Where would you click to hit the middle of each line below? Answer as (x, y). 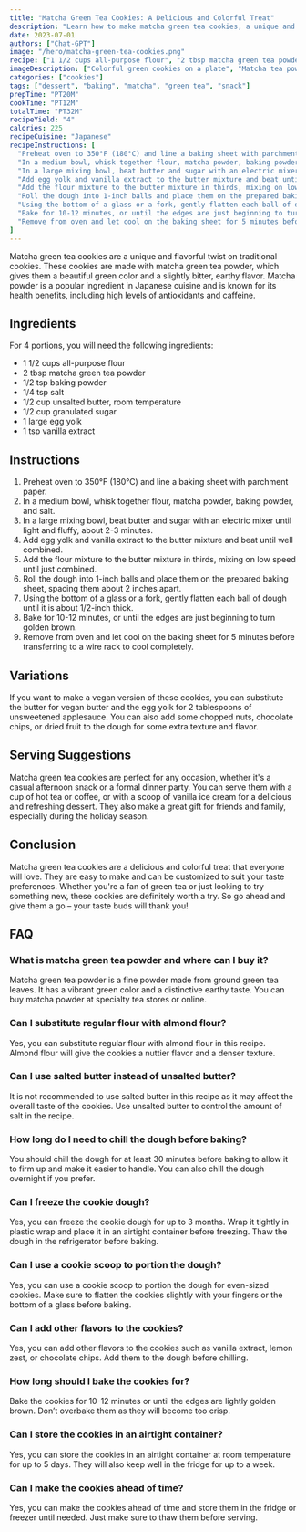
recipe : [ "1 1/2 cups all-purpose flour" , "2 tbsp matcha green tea (142, 60)
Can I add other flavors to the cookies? (97, 1327)
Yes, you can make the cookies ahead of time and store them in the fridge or (153, 1507)
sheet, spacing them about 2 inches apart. (102, 589)
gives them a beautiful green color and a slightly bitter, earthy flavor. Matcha (153, 276)
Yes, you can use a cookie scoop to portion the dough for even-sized (139, 1285)
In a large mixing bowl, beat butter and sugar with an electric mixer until (157, 520)
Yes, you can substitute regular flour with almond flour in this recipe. (138, 1043)
